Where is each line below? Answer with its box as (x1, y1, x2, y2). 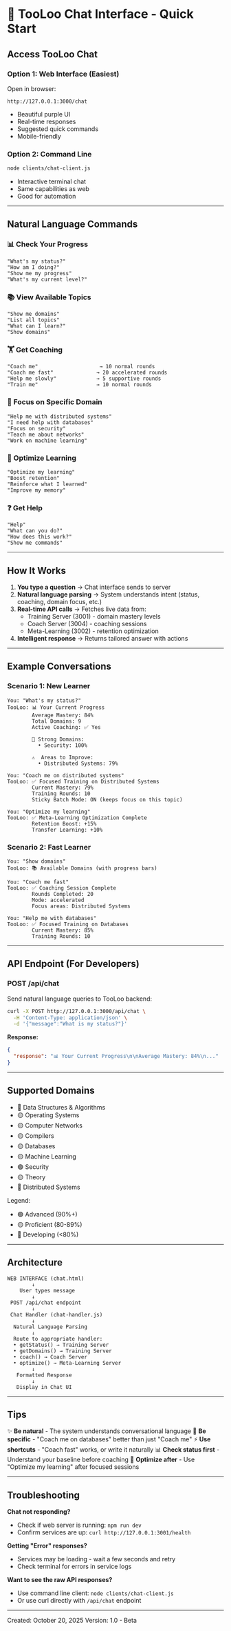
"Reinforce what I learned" (7, 481, 88, 488)
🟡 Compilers (16, 1131, 54, 1140)
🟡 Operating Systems (16, 1110, 80, 1119)
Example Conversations (7, 661, 112, 672)
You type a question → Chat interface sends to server (16, 583, 171, 592)
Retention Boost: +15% (32, 820, 97, 827)
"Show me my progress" (7, 270, 72, 277)
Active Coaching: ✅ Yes (32, 723, 101, 730)
